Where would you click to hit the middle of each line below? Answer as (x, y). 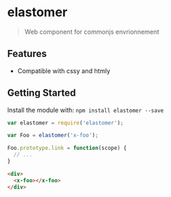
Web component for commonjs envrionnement (92, 32)
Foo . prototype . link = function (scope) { (67, 148)
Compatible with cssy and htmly (64, 70)
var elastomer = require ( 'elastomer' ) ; (66, 123)
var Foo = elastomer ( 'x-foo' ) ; (53, 135)
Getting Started (42, 93)
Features (27, 54)
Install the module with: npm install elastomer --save (85, 110)
